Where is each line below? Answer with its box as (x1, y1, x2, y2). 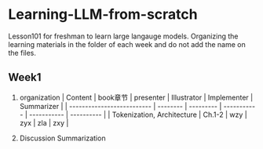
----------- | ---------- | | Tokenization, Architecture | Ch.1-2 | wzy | (28, 110, 247, 119)
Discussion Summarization (19, 133, 106, 143)
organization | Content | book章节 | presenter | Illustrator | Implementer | (19, 93, 254, 102)
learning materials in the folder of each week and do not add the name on (8, 39, 246, 49)
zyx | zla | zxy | (19, 118, 69, 127)
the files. (8, 48, 37, 57)
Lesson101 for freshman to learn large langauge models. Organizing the (8, 31, 239, 41)
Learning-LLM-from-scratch (8, 5, 198, 24)
